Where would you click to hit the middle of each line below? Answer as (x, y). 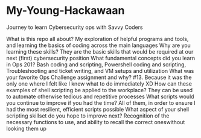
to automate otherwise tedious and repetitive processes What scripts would (100, 96)
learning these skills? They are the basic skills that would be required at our (100, 51)
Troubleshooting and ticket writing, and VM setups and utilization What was (100, 71)
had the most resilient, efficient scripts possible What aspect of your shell (97, 109)
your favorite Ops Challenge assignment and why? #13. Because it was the (99, 77)
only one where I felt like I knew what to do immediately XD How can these (99, 83)
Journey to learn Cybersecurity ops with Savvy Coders (75, 27)
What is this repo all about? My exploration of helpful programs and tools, (97, 39)
